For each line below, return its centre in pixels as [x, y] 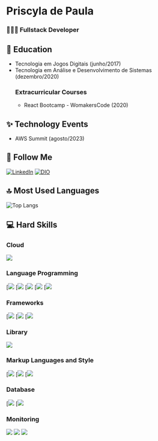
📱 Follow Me [29, 157]
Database [20, 390]
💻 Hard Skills [32, 225]
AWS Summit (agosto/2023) [50, 139]
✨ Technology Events [47, 124]
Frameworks [25, 303]
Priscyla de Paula [50, 11]
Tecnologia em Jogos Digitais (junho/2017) [68, 64]
